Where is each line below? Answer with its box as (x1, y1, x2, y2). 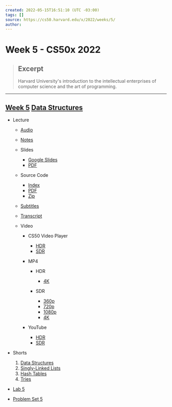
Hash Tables (20, 371, 47, 377)
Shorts (12, 350, 27, 356)
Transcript (20, 213, 42, 219)
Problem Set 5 (12, 396, 43, 402)
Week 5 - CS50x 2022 (5, 44, 101, 55)
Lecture (12, 117, 29, 123)
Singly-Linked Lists (20, 365, 61, 372)
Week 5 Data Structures (5, 103, 83, 112)
